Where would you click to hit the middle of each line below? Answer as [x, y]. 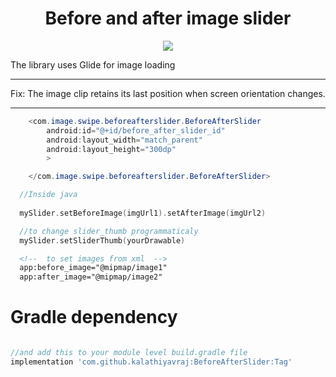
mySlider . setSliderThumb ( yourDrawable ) [102, 240]
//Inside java [48, 195]
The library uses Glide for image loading [93, 64]
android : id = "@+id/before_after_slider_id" [136, 130]
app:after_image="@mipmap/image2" [91, 277]
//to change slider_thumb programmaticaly [109, 231]
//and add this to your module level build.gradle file [129, 353]
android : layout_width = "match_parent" [124, 140]
